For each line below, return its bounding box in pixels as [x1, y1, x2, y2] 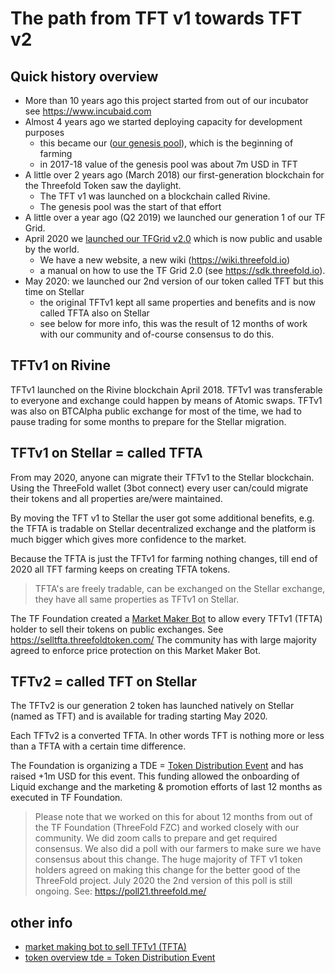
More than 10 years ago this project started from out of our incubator [24, 95, 309, 106]
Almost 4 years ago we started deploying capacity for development [24, 116, 303, 127]
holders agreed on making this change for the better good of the [34, 864, 301, 876]
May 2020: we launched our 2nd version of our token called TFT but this [24, 275, 324, 287]
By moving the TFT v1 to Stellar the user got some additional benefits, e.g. [10, 512, 315, 524]
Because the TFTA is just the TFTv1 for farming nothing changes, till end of [10, 552, 318, 564]
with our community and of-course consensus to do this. [39, 328, 275, 340]
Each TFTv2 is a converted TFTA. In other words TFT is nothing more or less [10, 730, 325, 742]
